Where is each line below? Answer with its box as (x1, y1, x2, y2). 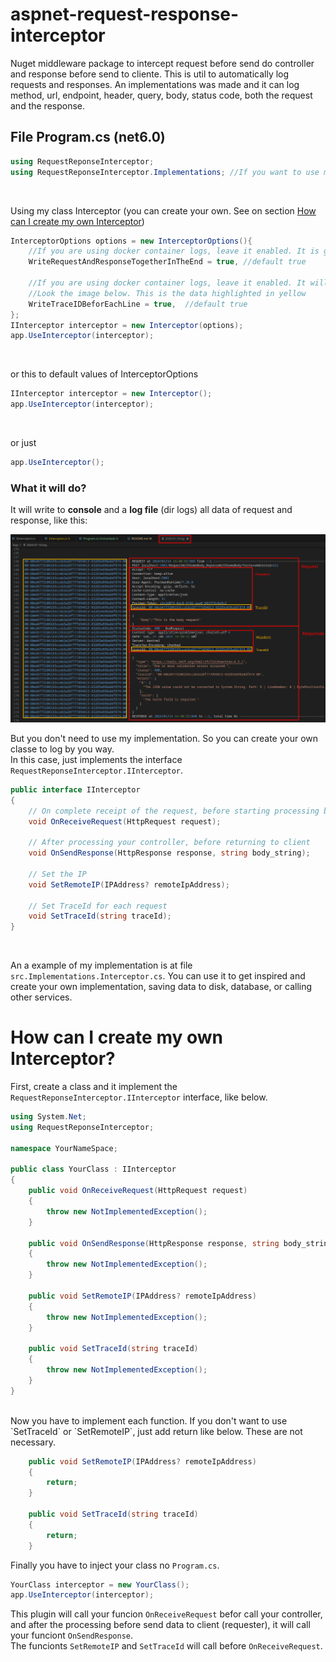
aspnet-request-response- (10, 3, 240, 26)
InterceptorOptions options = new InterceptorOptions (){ (10, 236, 253, 246)
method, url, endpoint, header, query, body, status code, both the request (10, 89, 313, 101)
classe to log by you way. (10, 743, 115, 755)
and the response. (10, 99, 86, 112)
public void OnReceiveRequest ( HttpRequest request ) (28, 1186, 248, 1196)
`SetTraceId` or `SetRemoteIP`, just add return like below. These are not (10, 1425, 303, 1437)
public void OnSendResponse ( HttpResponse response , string (28, 1238, 280, 1248)
